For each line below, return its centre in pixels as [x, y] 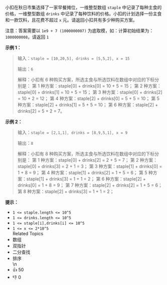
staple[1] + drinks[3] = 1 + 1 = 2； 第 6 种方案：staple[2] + [86, 179]
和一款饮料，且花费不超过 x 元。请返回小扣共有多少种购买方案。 [71, 20]
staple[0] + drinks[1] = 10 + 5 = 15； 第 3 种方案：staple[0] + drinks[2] [90, 92]
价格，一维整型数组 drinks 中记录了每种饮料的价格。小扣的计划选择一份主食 [83, 14]
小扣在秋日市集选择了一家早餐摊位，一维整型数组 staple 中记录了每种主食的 [83, 7]
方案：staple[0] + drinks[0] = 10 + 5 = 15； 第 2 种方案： [103, 86]
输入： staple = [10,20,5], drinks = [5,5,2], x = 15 [73, 58]
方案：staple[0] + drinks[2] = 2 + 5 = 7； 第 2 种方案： [101, 160]
